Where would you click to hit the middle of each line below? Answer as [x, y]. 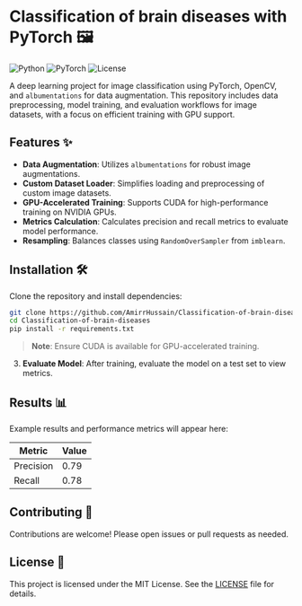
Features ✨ [41, 142]
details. [23, 593]
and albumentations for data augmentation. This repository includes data [144, 95]
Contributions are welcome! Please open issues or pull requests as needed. [149, 534]
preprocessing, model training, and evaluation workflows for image [133, 104]
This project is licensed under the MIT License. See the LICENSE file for [142, 584]
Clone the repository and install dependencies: [96, 296]
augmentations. [51, 173]
